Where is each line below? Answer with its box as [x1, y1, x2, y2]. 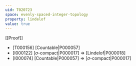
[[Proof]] [5, 35, 23, 41]
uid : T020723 [5, 7, 32, 12]
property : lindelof [5, 16, 46, 21]
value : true [5, 21, 30, 26]
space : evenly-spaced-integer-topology [5, 12, 88, 17]
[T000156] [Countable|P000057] [12, 44, 80, 50]
